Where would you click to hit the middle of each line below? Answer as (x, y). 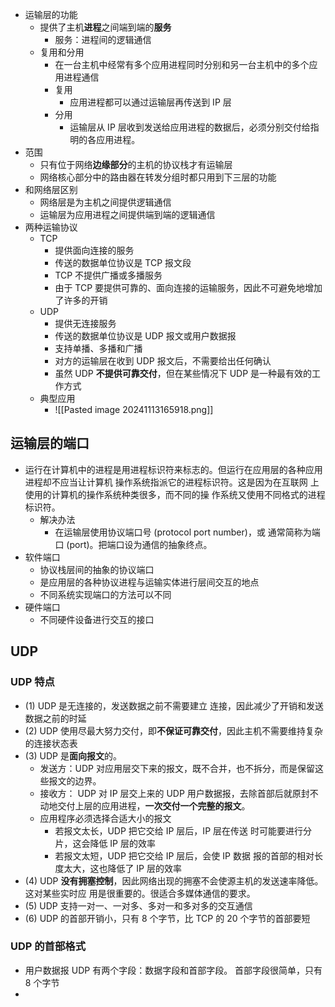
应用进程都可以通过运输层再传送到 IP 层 (150, 102)
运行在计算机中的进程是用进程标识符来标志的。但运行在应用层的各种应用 (173, 469)
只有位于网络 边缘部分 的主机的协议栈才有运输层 (136, 164)
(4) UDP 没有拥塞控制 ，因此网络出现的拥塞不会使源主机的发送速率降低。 (174, 880)
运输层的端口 (50, 443)
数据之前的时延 (55, 718)
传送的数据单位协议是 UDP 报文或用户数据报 (145, 336)
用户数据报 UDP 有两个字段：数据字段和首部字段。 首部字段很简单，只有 (173, 970)
